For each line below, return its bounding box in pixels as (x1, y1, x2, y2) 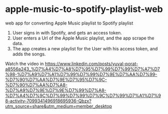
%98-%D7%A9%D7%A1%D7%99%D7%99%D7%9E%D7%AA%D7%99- (5, 71, 157, 77)
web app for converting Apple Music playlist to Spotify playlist (5, 20, 133, 26)
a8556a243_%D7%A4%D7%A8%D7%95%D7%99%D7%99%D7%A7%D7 (5, 66, 160, 72)
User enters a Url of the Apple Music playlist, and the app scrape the (12, 35, 154, 41)
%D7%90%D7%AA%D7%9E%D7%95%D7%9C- (5, 76, 107, 82)
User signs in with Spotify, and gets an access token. (12, 29, 122, 35)
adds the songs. (12, 51, 46, 57)
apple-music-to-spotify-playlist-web (5, 3, 163, 15)
